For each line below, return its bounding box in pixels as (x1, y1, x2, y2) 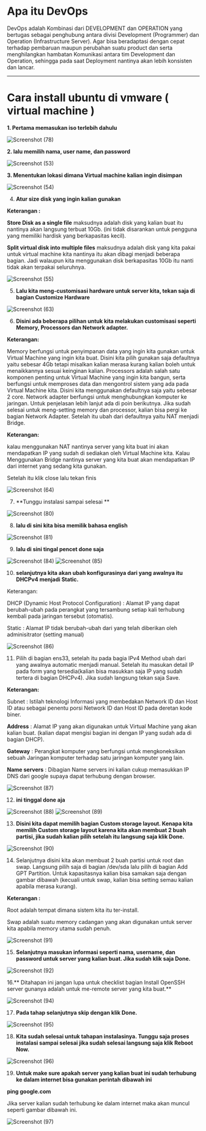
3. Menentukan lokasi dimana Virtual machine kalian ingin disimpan (7, 171, 183, 179)
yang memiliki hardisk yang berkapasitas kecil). (7, 231, 127, 239)
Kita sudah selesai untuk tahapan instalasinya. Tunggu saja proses (15, 1032, 189, 1040)
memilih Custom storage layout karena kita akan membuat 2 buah (15, 826, 186, 833)
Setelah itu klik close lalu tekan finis (7, 474, 97, 481)
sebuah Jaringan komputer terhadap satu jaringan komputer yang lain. (7, 754, 185, 761)
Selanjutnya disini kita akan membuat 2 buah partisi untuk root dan (15, 856, 184, 864)
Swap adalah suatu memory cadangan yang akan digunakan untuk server (7, 918, 193, 925)
